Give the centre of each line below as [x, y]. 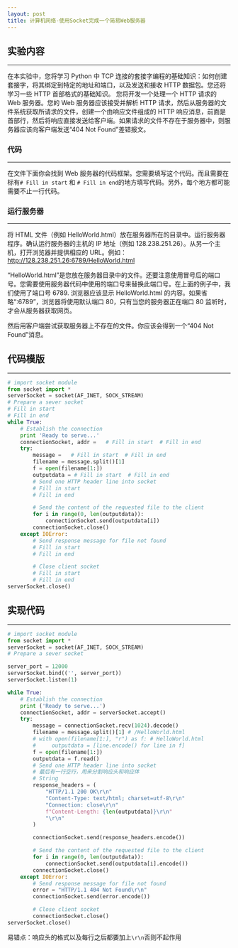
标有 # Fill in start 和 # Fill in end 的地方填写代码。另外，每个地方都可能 [119, 182]
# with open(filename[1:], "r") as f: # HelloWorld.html [118, 739]
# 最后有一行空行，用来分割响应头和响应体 [86, 772]
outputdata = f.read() [66, 759]
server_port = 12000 [38, 667]
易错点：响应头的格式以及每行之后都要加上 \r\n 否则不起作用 [95, 937]
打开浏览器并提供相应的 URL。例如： [73, 252]
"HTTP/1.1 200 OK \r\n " [79, 792]
